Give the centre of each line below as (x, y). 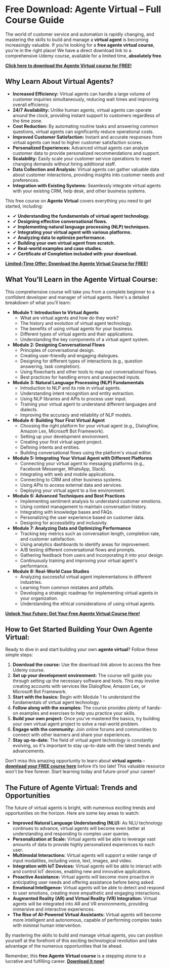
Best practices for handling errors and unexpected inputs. (80, 377)
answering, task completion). (50, 366)
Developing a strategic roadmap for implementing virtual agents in (89, 593)
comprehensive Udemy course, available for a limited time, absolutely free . (84, 56)
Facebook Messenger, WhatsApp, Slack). (63, 469)
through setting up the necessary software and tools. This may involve (86, 681)
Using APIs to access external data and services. (71, 485)
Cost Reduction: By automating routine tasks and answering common (85, 126)
